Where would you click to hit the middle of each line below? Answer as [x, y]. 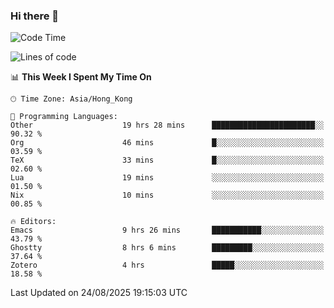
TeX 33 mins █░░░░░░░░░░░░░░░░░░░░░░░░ [167, 160]
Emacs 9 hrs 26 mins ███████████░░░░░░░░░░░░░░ [167, 230]
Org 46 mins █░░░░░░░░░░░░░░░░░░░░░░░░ [167, 143]
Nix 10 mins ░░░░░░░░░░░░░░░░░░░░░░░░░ [167, 195]
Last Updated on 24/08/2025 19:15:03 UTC [99, 293]
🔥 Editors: [33, 222]
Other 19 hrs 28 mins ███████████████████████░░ [167, 125]
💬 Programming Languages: [64, 117]
